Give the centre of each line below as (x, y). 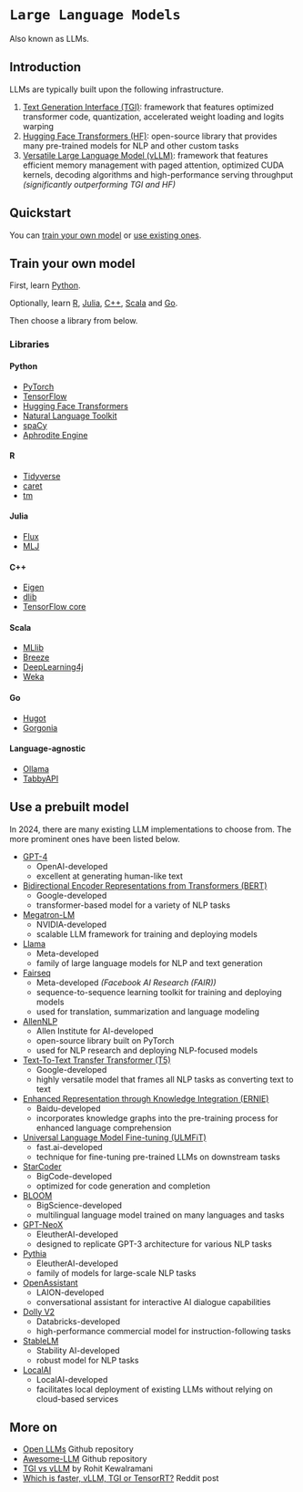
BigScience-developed (79, 1205)
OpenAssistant (50, 1282)
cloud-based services (77, 1399)
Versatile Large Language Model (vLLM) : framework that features (145, 155)
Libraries (30, 345)
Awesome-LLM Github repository (85, 1459)
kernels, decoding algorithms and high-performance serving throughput (158, 174)
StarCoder (42, 1166)
